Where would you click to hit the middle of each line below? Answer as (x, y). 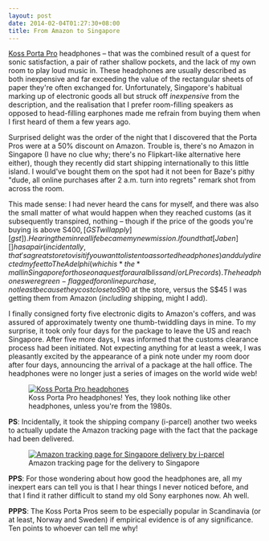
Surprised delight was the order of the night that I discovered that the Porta (132, 137)
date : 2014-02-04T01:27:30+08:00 (64, 23)
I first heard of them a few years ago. (69, 122)
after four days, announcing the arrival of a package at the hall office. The (130, 365)
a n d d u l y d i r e (242, 256)
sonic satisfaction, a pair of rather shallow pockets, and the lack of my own (132, 62)
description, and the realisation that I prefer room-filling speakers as (121, 105)
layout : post (30, 16)
